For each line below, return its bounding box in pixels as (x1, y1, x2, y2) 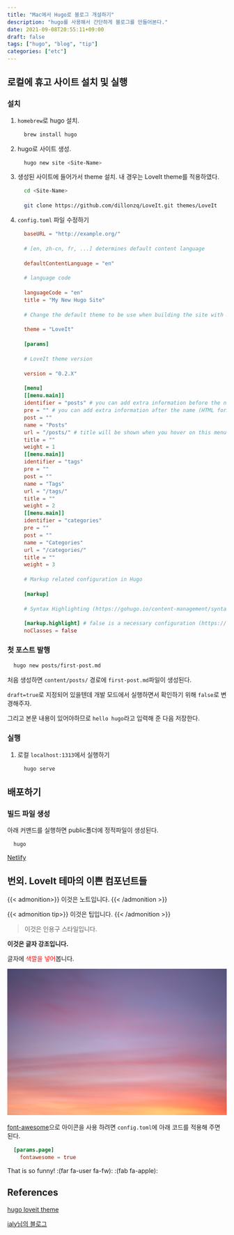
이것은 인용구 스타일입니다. (24, 924, 97, 933)
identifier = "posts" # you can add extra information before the (24, 399, 221, 407)
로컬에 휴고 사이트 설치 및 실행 (7, 77, 128, 89)
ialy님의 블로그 (7, 1220, 47, 1228)
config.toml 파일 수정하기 (17, 216, 89, 224)
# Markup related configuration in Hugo (24, 576, 143, 583)
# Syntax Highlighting (24, 605, 90, 613)
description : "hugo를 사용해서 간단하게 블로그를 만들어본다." (7, 18, 169, 26)
